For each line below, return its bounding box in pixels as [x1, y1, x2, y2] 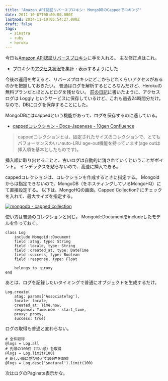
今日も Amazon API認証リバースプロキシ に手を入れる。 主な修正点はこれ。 [5, 55, 159, 61]
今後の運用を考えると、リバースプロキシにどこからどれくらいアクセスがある [5, 76, 163, 82]
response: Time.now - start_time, [14, 307, 87, 312]
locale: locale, [14, 298, 49, 303]
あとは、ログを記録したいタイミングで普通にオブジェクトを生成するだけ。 [5, 279, 159, 285]
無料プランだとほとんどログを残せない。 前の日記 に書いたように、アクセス [5, 89, 160, 95]
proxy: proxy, [14, 311, 44, 316]
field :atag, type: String [14, 239, 71, 244]
